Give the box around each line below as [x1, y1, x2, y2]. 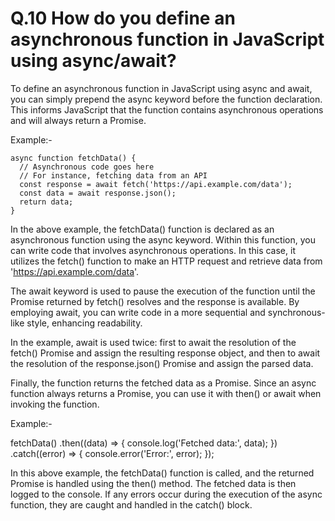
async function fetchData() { [10, 153, 137, 163]
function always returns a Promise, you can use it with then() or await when [10, 387, 322, 399]
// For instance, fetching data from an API [19, 170, 208, 181]
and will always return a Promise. [10, 114, 147, 126]
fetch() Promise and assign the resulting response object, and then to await [10, 347, 321, 359]
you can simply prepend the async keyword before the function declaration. [10, 93, 323, 105]
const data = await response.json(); [19, 188, 177, 198]
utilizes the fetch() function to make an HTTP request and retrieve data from [10, 255, 323, 267]
